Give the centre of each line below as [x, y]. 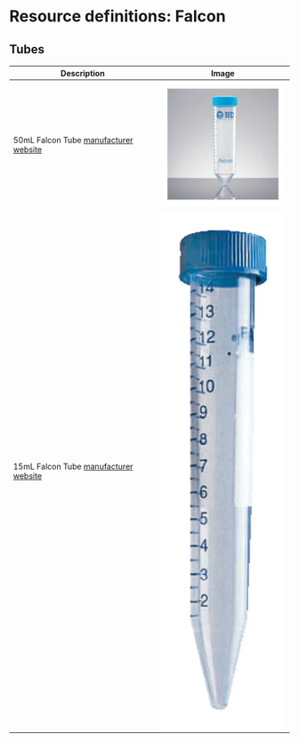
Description [83, 73]
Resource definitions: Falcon [117, 16]
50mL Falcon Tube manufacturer [73, 141]
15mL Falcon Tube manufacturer [73, 466]
